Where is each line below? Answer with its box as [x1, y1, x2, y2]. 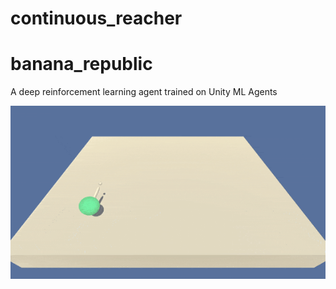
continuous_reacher [10, 7, 183, 30]
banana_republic [10, 53, 153, 76]
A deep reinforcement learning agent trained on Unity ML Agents [10, 86, 278, 98]
